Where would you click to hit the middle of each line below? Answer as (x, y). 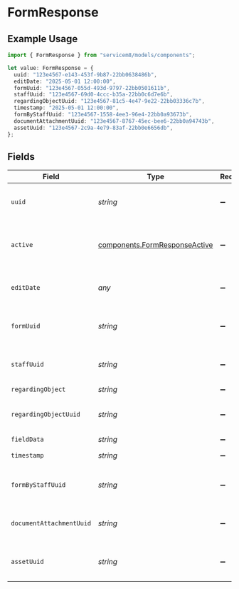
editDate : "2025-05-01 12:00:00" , (65, 81)
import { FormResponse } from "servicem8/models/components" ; (101, 55)
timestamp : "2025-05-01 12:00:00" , (67, 108)
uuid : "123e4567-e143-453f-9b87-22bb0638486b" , (86, 75)
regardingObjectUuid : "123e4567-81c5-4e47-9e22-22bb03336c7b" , (109, 101)
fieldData (27, 439)
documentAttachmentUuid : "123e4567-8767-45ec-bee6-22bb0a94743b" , (114, 121)
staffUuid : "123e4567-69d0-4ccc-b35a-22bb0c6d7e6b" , (94, 95)
